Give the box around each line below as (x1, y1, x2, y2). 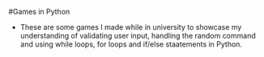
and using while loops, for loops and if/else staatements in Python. (19, 39, 243, 49)
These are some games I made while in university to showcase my (19, 22, 242, 31)
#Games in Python (8, 7, 70, 16)
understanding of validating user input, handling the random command (19, 31, 257, 40)
